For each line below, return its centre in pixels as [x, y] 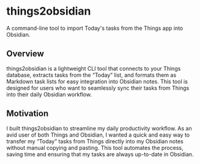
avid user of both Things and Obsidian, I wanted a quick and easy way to [98, 135]
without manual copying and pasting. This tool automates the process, [95, 148]
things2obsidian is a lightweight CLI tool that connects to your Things [94, 68]
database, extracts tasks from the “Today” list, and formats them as [91, 75]
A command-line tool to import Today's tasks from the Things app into [95, 28]
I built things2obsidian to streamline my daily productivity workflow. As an [99, 128]
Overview [25, 54]
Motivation [28, 114]
